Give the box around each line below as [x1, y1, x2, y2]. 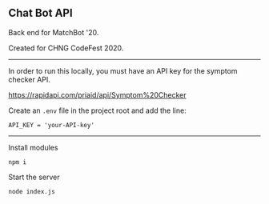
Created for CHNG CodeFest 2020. [8, 43, 124, 53]
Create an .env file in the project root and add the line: [8, 106, 187, 115]
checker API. [8, 74, 50, 84]
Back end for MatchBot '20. [8, 27, 99, 37]
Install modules [8, 142, 58, 152]
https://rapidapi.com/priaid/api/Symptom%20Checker [8, 90, 187, 99]
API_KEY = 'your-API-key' [8, 121, 94, 129]
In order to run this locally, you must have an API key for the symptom [8, 66, 238, 75]
